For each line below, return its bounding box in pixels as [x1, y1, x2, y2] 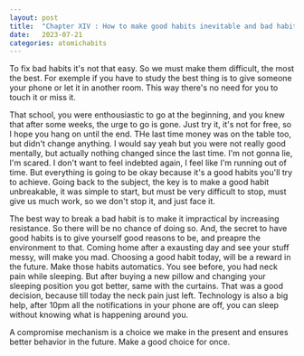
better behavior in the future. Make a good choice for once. [9, 336, 231, 348]
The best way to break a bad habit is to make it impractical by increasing [9, 213, 280, 224]
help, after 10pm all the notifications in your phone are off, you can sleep [9, 300, 279, 311]
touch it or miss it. [9, 92, 77, 103]
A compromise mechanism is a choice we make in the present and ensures [9, 327, 289, 338]
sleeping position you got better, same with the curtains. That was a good [9, 281, 283, 292]
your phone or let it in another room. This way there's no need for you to [9, 82, 279, 93]
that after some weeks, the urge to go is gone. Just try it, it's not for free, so [9, 119, 292, 130]
